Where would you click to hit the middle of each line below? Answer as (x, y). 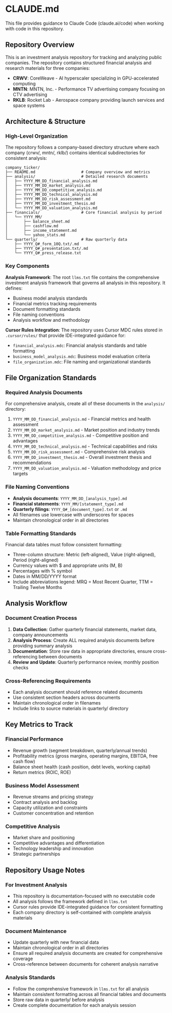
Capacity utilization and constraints (50, 807)
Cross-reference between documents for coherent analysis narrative (85, 964)
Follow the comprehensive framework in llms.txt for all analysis (81, 989)
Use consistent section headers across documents (66, 697)
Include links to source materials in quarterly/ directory (71, 708)
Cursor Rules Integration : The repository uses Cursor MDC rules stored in (84, 330)
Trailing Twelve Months (37, 587)
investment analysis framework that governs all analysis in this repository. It (85, 283)
